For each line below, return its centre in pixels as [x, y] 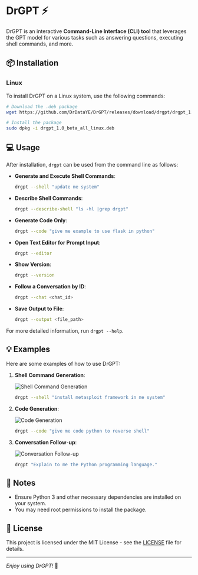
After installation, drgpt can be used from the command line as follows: [92, 164]
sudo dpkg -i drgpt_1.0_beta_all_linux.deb [60, 128]
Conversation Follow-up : [46, 442]
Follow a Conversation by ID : [50, 287]
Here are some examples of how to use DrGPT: [63, 363]
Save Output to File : [39, 309]
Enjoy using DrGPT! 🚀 [32, 566]
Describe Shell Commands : [49, 198]
